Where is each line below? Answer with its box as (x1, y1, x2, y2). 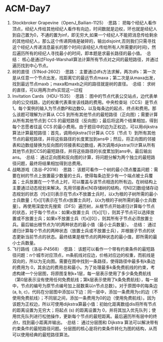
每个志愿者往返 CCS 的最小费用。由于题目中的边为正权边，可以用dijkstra (12, 123, 158, 130)
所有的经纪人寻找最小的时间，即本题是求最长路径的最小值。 (25, 50, 145, 56)
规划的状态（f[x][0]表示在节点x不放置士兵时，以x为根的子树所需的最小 (16, 191, 158, 197)
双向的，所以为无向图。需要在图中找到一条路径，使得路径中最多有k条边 (12, 258, 156, 264)
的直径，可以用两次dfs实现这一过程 (12, 87, 83, 93)
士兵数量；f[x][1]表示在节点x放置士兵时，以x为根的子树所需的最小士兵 (12, 197, 153, 203)
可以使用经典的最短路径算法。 (12, 331, 72, 338)
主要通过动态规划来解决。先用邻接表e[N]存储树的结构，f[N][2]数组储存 (12, 184, 154, 191)
